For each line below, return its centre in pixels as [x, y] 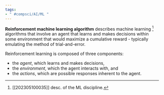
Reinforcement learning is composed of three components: [64, 54]
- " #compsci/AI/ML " [27, 14]
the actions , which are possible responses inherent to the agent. [77, 74]
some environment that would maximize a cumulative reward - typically [77, 39]
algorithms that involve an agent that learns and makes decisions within [77, 34]
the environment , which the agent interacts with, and [65, 68]
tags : [10, 9]
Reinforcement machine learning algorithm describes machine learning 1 [79, 28]
